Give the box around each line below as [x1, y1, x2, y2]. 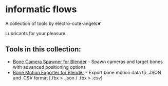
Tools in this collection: [5, 45, 81, 54]
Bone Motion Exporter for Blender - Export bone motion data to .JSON [12, 69, 161, 75]
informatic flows [5, 4, 77, 15]
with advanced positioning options [12, 64, 86, 70]
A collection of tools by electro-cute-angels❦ [5, 20, 101, 26]
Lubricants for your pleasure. [5, 30, 67, 36]
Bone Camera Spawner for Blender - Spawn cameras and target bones [12, 59, 163, 65]
